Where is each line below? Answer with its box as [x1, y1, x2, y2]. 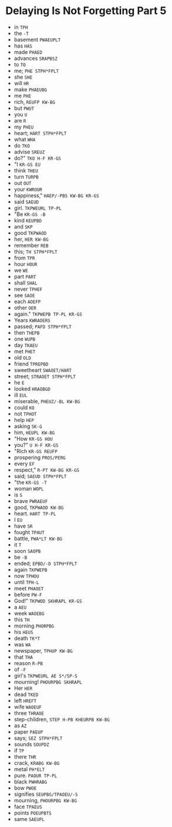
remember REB [13, 242, 49, 249]
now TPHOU [13, 572, 39, 579]
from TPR [13, 254, 36, 261]
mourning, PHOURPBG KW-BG [13, 796, 77, 804]
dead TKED [13, 691, 39, 698]
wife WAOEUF [13, 703, 42, 710]
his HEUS [13, 628, 33, 635]
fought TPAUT [13, 528, 45, 535]
